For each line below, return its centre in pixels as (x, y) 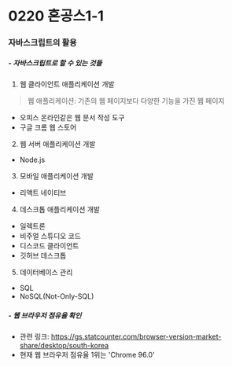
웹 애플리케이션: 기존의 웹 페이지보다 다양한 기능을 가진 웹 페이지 (126, 101)
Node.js (32, 160)
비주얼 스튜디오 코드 (50, 236)
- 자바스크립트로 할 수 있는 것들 (55, 63)
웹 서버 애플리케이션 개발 (57, 144)
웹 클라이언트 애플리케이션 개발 (67, 84)
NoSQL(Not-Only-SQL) (57, 296)
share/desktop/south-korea (64, 346)
